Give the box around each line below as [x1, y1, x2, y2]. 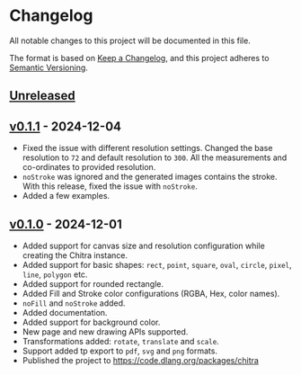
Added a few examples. [22, 191, 111, 201]
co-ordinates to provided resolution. [22, 162, 156, 173]
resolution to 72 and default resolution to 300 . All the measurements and [22, 152, 288, 163]
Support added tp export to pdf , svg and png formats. [22, 345, 218, 356]
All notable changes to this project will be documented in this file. [9, 35, 252, 46]
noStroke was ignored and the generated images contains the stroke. [22, 172, 278, 183]
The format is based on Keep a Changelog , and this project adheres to [9, 52, 270, 63]
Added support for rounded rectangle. [22, 278, 164, 289]
